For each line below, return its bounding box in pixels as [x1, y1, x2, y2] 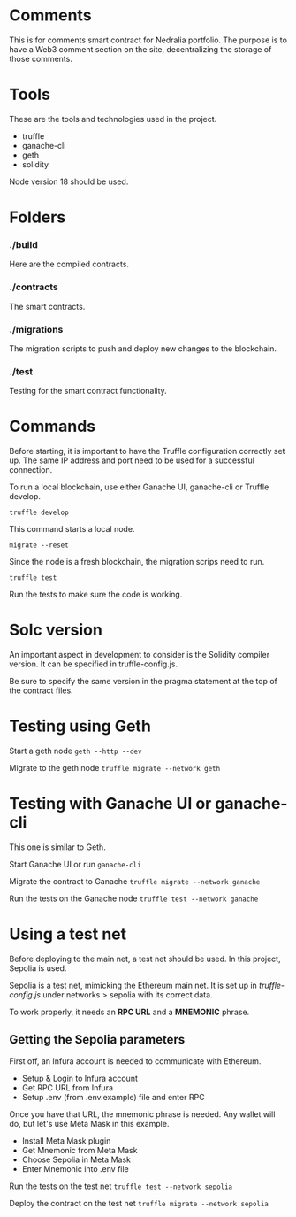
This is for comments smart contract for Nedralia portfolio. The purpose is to [9, 35, 287, 45]
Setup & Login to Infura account [21, 1073, 139, 1083]
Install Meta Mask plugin [21, 1135, 111, 1146]
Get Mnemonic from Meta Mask [21, 1144, 138, 1155]
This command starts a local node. [9, 524, 135, 535]
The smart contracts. [9, 301, 86, 312]
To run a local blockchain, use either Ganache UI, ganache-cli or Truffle [9, 481, 269, 492]
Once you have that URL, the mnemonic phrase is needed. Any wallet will [9, 1108, 276, 1120]
